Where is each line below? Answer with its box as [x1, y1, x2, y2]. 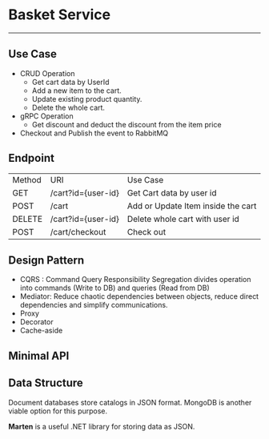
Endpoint [8, 151, 54, 165]
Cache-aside [19, 326, 63, 336]
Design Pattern [8, 253, 85, 267]
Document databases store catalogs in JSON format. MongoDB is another [8, 397, 252, 407]
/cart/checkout [50, 226, 106, 237]
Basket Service [8, 6, 111, 24]
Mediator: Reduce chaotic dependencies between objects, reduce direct [19, 292, 259, 301]
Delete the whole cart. [31, 103, 106, 112]
